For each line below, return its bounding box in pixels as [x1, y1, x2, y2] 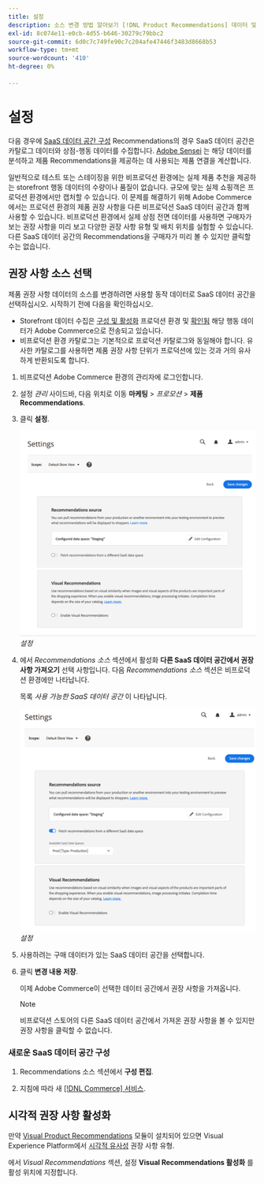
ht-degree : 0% [8, 63, 55, 71]
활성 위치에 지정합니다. [8, 1167, 78, 1177]
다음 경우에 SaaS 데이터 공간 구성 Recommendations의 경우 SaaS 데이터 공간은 [8, 136, 255, 145]
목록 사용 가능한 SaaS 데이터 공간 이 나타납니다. [19, 692, 168, 701]
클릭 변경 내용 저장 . [19, 967, 79, 977]
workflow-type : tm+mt [8, 46, 80, 54]
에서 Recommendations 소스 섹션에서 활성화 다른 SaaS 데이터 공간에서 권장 [19, 655, 255, 665]
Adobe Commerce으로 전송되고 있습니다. [34, 326, 164, 335]
